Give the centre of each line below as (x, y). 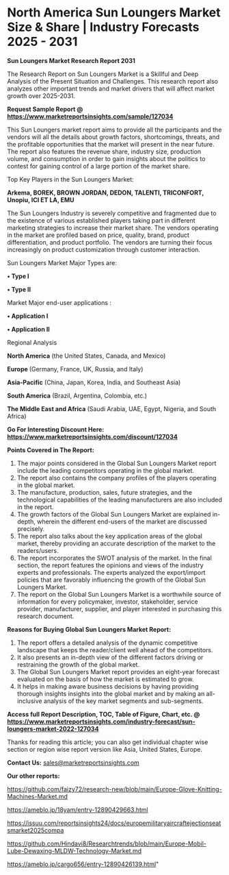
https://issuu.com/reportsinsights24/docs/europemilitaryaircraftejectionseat (114, 823)
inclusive (29, 701)
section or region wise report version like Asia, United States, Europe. (105, 749)
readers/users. (38, 550)
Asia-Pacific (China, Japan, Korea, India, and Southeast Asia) (94, 382)
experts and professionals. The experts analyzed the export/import (111, 572)
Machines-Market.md (38, 796)
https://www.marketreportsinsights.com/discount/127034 (92, 436)
